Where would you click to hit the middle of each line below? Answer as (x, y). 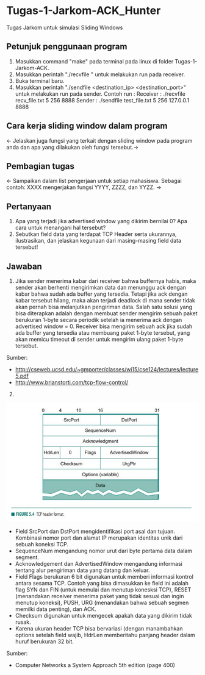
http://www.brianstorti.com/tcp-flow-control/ (72, 382)
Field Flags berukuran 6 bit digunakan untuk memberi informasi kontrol (104, 576)
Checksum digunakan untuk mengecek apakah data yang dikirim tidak (103, 615)
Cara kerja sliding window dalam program (87, 126)
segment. (27, 557)
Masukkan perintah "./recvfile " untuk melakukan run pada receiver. (100, 74)
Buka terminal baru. (40, 80)
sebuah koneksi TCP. (42, 544)
